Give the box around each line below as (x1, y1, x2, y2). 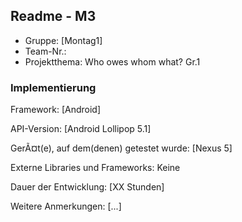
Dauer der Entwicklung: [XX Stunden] (10, 181, 165, 193)
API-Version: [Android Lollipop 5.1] (10, 123, 152, 135)
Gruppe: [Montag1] (24, 34, 103, 46)
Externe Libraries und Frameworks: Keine (10, 162, 181, 174)
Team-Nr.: (24, 45, 67, 57)
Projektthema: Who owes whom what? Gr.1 (24, 55, 201, 68)
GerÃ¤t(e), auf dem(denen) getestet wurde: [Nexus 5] (10, 142, 233, 154)
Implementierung (10, 80, 97, 94)
